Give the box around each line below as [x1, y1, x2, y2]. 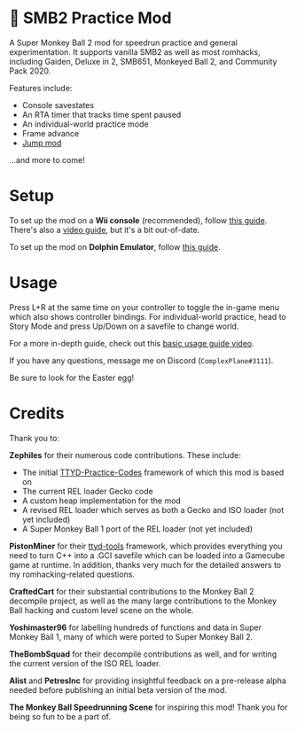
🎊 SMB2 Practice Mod [9, 8, 172, 28]
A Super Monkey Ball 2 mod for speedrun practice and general [9, 37, 238, 48]
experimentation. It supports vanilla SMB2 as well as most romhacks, [9, 46, 261, 57]
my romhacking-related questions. [9, 569, 136, 579]
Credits [9, 403, 65, 424]
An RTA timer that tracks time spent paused [21, 109, 182, 120]
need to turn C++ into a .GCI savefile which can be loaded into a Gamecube [9, 549, 285, 561]
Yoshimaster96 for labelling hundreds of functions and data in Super [9, 622, 262, 633]
